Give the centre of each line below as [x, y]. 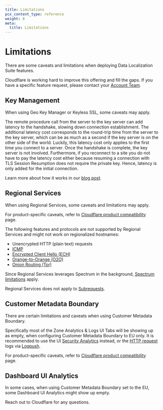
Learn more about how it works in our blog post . [53, 178]
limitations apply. [22, 279]
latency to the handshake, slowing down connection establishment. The [77, 127]
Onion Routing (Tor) [32, 265]
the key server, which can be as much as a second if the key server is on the [82, 137]
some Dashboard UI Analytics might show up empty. [58, 393]
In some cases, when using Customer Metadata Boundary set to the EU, [77, 388]
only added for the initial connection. [42, 168]
